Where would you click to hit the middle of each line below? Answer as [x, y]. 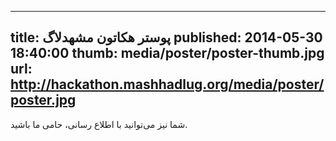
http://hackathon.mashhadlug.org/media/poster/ [167, 84]
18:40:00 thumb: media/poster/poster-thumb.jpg [167, 53]
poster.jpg [43, 100]
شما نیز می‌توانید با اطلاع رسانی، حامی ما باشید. [99, 124]
